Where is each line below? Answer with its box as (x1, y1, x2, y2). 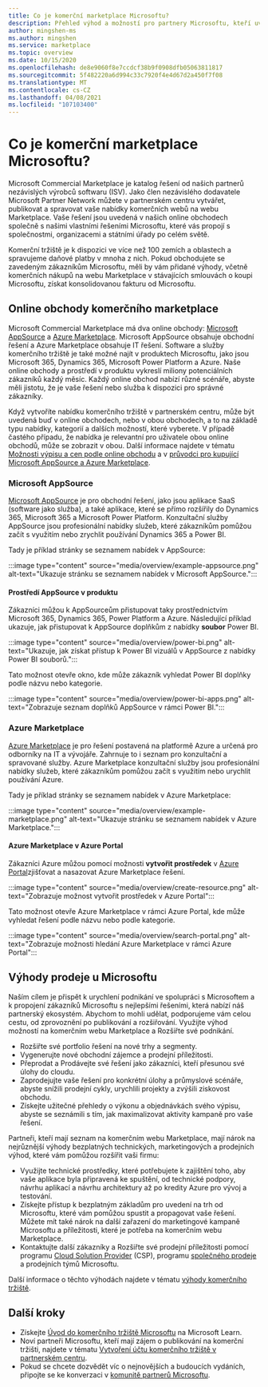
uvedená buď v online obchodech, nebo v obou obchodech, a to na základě (8, 415, 258, 424)
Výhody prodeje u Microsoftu (8, 971, 157, 984)
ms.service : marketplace (8, 42, 91, 50)
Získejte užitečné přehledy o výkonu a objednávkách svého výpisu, (19, 1100, 241, 1111)
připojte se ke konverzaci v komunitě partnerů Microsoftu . (19, 1369, 211, 1379)
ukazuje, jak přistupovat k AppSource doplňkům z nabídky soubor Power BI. (8, 622, 259, 632)
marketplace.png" (8, 814, 68, 824)
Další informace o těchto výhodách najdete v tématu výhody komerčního (8, 1274, 247, 1284)
